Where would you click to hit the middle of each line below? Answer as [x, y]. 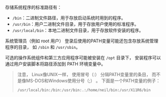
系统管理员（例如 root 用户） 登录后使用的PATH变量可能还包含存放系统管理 [82, 41]
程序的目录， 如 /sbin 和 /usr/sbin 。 [43, 47]
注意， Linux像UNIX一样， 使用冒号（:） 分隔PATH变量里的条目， [84, 74]
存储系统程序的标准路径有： [33, 7]
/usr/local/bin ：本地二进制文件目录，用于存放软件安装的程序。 [78, 30]
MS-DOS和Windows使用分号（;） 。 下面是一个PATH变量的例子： [93, 81]
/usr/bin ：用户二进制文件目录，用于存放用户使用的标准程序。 [76, 24]
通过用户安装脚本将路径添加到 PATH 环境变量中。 [55, 64]
